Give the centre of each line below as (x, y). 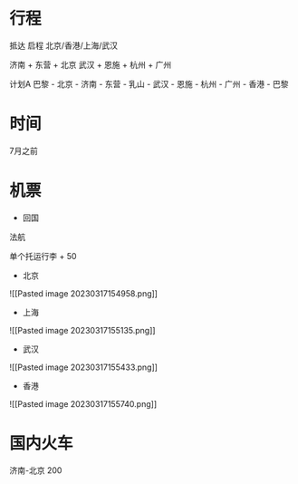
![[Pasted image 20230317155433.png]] (84, 367)
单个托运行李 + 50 (43, 256)
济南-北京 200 (36, 470)
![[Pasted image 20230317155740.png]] (83, 403)
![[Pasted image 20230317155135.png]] (82, 330)
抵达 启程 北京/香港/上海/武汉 (64, 45)
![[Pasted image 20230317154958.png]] (84, 293)
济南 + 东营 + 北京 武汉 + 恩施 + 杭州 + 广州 (91, 64)
